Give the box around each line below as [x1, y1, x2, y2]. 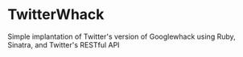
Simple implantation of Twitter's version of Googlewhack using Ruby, [7, 32, 237, 41]
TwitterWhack [7, 6, 105, 24]
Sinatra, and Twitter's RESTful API [7, 40, 120, 49]
